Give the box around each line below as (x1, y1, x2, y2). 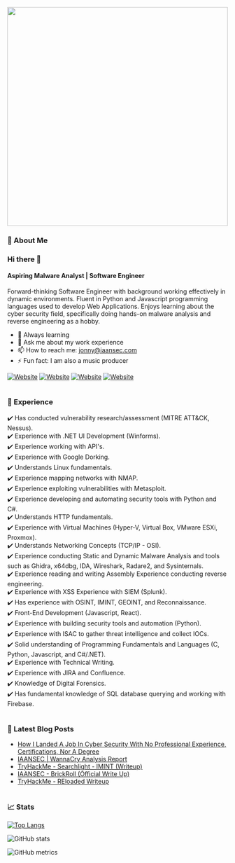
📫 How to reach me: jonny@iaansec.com (17, 346, 138, 354)
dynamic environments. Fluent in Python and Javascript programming (7, 295, 208, 303)
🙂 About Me (7, 235, 48, 245)
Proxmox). (7, 533, 37, 541)
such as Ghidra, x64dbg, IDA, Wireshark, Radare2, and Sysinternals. (7, 561, 204, 570)
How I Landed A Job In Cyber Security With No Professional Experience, (17, 740, 227, 749)
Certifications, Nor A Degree (17, 747, 100, 756)
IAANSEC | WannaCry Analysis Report (17, 755, 127, 764)
